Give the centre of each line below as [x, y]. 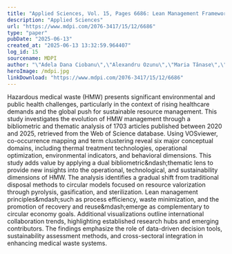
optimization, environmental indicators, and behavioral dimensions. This [109, 156]
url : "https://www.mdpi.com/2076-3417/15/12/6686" [81, 26]
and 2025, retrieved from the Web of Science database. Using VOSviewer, [113, 134]
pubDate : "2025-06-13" [40, 39]
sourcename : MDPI [32, 59]
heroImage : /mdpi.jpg [38, 71]
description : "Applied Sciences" [55, 20]
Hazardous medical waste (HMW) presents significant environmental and [111, 97]
